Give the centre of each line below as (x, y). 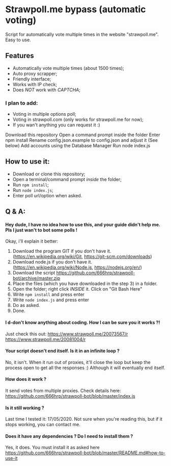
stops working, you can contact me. (43, 425)
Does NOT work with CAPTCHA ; (46, 90)
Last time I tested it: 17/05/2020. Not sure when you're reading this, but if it (84, 419)
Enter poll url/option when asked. (47, 195)
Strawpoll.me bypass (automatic (76, 9)
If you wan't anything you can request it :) (56, 125)
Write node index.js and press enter (51, 300)
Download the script (34, 273)
